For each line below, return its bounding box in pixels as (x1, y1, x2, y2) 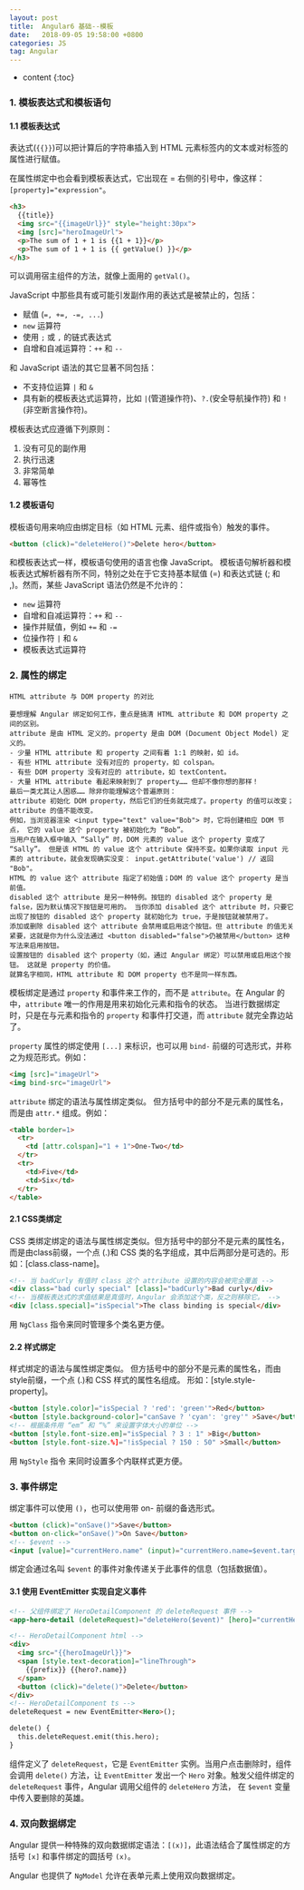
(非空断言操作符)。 (22, 405, 93, 416)
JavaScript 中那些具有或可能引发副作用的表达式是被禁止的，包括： (9, 289, 258, 300)
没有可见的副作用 (22, 443, 87, 454)
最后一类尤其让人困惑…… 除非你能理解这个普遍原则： (9, 787, 176, 796)
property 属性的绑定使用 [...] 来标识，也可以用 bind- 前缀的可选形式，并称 (9, 1040, 292, 1051)
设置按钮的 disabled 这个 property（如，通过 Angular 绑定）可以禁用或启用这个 (9, 950, 285, 960)
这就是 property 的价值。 (26, 960, 115, 969)
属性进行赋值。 (9, 153, 65, 164)
